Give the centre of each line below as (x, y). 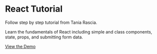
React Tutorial (34, 9)
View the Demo (20, 46)
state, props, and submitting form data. (44, 37)
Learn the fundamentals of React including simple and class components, (78, 32)
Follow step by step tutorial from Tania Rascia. (51, 22)
